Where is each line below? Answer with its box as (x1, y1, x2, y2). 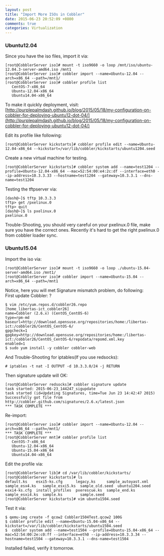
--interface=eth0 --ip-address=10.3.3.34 (53, 532, 140, 537)
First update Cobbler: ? (5, 293, 52, 299)
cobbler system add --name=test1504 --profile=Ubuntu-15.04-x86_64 (11, 528, 153, 533)
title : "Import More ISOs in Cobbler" (5, 12, 85, 17)
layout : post (5, 7, 32, 12)
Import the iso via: (5, 256, 42, 262)
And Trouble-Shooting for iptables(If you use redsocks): (5, 354, 119, 360)
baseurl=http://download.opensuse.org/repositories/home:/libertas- (5, 319, 149, 324)
